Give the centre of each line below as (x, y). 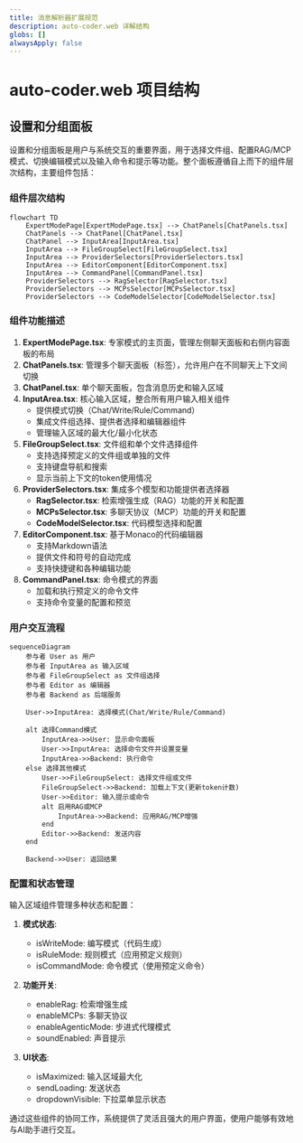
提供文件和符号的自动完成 (83, 557)
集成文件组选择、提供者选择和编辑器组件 (111, 421)
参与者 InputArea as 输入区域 (78, 666)
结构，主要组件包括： (56, 173)
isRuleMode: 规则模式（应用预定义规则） (111, 955)
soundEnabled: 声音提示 (81, 1038)
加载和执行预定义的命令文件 (87, 590)
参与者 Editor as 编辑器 (68, 686)
